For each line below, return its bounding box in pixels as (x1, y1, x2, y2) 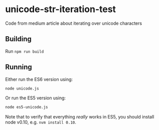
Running (5, 63, 33, 72)
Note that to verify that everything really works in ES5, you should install (5, 114, 154, 120)
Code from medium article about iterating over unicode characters (5, 20, 142, 26)
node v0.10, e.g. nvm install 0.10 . (5, 119, 76, 125)
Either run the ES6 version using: (5, 76, 73, 82)
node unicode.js (5, 86, 39, 91)
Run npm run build (5, 48, 44, 54)
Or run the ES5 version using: (5, 95, 66, 101)
